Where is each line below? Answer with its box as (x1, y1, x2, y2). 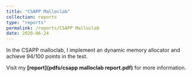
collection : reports (6, 14, 58, 20)
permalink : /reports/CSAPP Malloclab (6, 25, 100, 31)
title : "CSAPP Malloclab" (6, 8, 70, 15)
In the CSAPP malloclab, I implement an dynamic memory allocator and (6, 46, 180, 53)
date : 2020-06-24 (6, 31, 49, 36)
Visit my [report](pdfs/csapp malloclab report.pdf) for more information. (6, 64, 187, 71)
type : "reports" (6, 19, 46, 25)
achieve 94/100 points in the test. (6, 53, 88, 60)
